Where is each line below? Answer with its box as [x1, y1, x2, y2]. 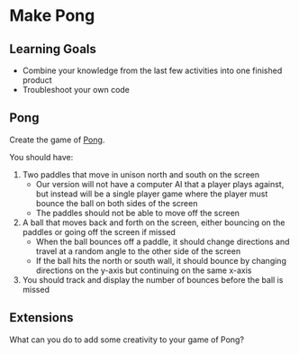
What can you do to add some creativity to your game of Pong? [9, 334, 245, 345]
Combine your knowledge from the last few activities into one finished [22, 65, 283, 76]
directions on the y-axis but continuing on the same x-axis [35, 265, 252, 276]
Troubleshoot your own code [22, 85, 131, 95]
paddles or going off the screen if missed [22, 226, 176, 237]
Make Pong [9, 5, 95, 26]
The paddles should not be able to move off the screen [35, 207, 240, 218]
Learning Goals [9, 41, 97, 57]
